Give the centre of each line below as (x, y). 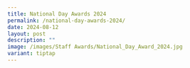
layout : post (27, 34)
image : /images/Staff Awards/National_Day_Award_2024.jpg (95, 47)
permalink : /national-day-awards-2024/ (67, 21)
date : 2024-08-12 (33, 27)
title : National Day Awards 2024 (57, 14)
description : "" (31, 40)
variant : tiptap (31, 54)
